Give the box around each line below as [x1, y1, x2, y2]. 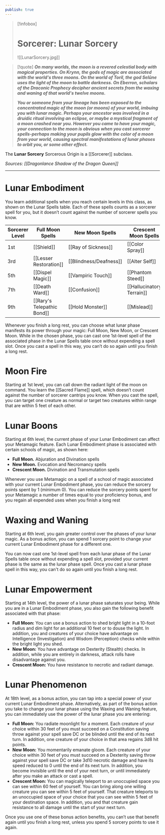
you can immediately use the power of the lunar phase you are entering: [5, 711, 151, 717]
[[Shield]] [33, 243, 55, 250]
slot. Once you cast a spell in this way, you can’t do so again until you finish [5, 343, 158, 349]
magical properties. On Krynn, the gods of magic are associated [17, 69, 152, 75]
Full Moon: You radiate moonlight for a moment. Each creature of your [12, 721, 155, 727]
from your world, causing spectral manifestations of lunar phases [17, 136, 156, 142]
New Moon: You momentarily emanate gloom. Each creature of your [12, 747, 151, 753]
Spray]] [127, 247, 145, 254]
